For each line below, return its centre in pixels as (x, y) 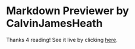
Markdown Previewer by (67, 11)
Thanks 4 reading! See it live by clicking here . (62, 40)
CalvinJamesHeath (54, 23)
